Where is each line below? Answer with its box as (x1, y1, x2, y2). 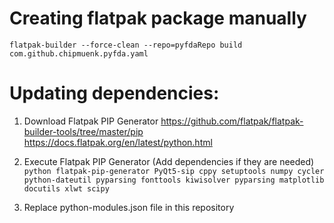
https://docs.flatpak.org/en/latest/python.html (23, 136, 213, 148)
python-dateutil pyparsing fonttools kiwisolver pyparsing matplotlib (23, 175, 325, 185)
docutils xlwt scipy (23, 183, 110, 194)
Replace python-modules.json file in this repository (23, 201, 235, 213)
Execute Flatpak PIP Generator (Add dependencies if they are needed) (23, 155, 315, 167)
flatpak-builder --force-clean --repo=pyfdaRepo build (9, 40, 243, 50)
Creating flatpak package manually (9, 7, 307, 30)
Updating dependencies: (9, 82, 220, 105)
